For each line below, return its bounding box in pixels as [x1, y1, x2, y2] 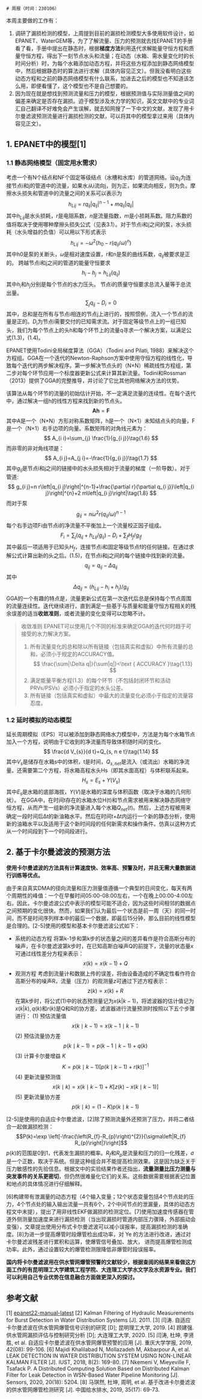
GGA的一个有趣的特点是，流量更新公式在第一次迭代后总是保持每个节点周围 [6, 595, 192, 602]
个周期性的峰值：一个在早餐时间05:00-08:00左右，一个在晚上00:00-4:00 [6, 892, 188, 899]
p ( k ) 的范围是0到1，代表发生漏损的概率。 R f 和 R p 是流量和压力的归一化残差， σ [6, 1149, 194, 1158]
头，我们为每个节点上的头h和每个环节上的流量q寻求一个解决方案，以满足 [6, 327, 186, 334]
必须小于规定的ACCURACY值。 [40, 650, 118, 657]
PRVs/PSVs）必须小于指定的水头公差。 [29, 684, 127, 691]
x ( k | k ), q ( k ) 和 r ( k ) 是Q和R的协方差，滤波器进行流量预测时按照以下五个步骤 [14, 1005, 195, 1012]
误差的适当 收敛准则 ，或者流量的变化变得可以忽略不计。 [11, 610, 148, 617]
